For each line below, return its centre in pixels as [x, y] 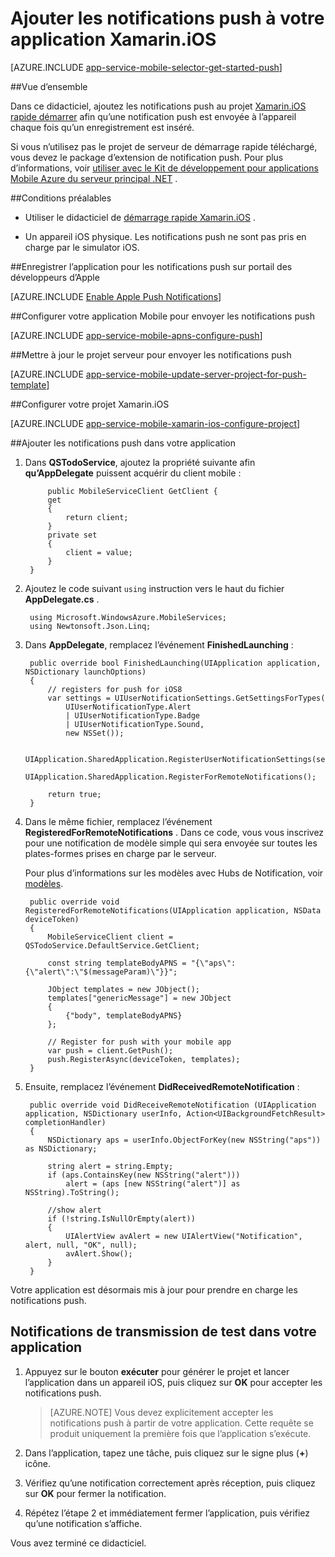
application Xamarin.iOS [113, 39]
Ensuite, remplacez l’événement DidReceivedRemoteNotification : [162, 1086]
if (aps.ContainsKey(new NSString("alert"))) [144, 1175]
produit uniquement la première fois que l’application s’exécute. [180, 1433]
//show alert [74, 1210]
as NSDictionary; [61, 1148]
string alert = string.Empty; [110, 1166]
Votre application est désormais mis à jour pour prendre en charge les [154, 1289]
